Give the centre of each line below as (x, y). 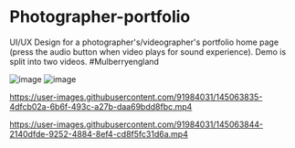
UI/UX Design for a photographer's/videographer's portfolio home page (144, 42)
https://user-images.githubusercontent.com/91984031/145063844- (136, 124)
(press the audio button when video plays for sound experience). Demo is (148, 51)
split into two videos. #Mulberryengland (84, 61)
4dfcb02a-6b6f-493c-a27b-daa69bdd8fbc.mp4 (101, 106)
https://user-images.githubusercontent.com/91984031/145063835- (136, 97)
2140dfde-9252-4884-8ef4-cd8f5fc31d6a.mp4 (99, 133)
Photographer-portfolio (100, 17)
